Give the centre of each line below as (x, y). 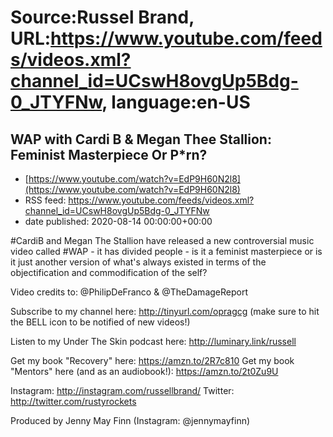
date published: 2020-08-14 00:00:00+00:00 (118, 221)
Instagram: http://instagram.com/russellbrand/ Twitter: (122, 390)
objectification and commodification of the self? (109, 272)
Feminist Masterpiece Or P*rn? (109, 154)
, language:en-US (176, 102)
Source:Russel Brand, (102, 17)
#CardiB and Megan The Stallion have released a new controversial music (162, 240)
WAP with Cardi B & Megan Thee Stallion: (141, 139)
